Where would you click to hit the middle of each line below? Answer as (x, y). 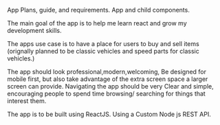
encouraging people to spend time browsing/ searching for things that (107, 93)
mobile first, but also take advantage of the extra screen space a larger (108, 79)
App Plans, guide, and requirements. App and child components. (99, 10)
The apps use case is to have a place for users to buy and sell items (103, 44)
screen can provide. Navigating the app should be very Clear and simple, (111, 86)
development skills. (34, 31)
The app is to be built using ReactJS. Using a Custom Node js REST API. (109, 114)
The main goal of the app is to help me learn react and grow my (97, 23)
